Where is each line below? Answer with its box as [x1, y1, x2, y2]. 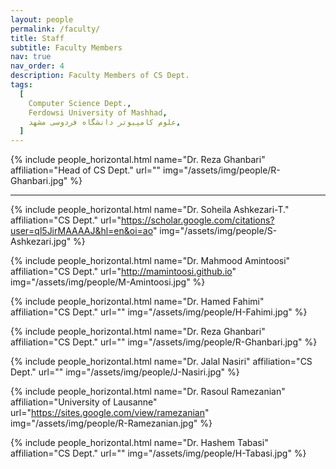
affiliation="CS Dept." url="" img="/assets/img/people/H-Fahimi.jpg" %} [10, 306, 308, 318]
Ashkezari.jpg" [10, 236, 72, 248]
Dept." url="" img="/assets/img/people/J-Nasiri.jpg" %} [10, 366, 240, 378]
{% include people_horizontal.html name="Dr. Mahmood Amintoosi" [10, 255, 291, 267]
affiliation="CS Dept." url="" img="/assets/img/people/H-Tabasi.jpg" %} [10, 447, 307, 460]
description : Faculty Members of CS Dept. [10, 71, 190, 81]
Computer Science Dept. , [28, 98, 132, 108]
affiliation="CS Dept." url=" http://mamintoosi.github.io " [10, 266, 237, 278]
